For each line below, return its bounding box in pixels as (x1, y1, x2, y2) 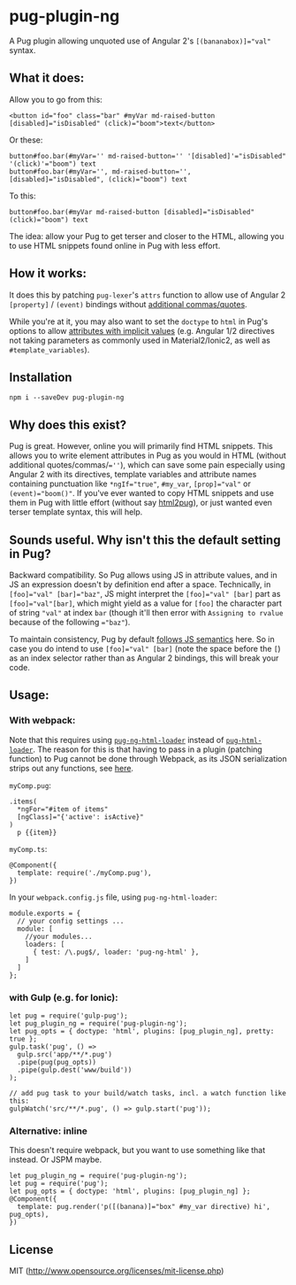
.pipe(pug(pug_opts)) (17, 1057, 97, 1066)
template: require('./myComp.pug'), (17, 868, 152, 878)
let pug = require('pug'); (9, 1180, 109, 1188)
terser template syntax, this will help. (9, 507, 143, 517)
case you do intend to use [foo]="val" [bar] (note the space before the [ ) (9, 644, 281, 654)
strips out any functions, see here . (9, 762, 134, 773)
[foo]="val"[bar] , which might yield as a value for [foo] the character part (9, 598, 283, 608)
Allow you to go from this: (9, 94, 103, 105)
